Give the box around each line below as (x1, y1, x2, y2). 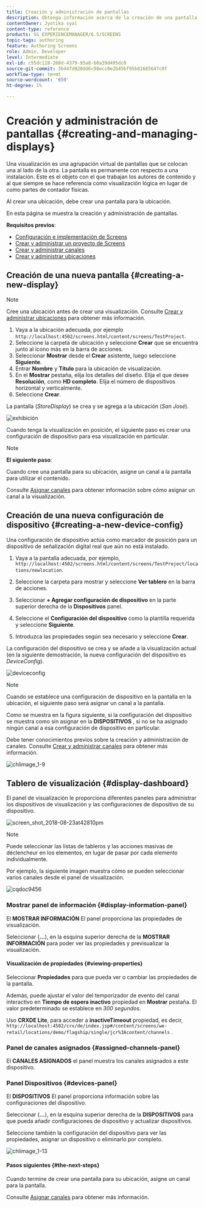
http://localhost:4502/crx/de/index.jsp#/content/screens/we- (6, 1022, 167, 1029)
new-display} (6, 280, 59, 290)
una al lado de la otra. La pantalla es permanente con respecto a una (6, 166, 178, 174)
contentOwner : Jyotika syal (6, 20, 78, 26)
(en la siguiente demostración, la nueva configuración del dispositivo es (6, 651, 187, 658)
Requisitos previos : (6, 221, 56, 228)
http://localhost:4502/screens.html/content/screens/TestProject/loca (15, 561, 199, 567)
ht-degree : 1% (6, 83, 43, 89)
